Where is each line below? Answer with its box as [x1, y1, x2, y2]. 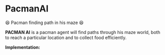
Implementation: [5, 44, 40, 50]
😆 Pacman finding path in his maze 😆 [5, 19, 84, 25]
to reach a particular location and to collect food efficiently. [5, 34, 127, 40]
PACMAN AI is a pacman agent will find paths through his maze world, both [5, 29, 161, 35]
